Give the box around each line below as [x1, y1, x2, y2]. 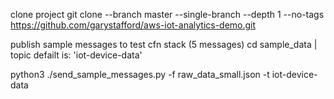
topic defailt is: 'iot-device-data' [10, 49, 143, 61]
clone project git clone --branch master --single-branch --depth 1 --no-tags [10, 9, 325, 20]
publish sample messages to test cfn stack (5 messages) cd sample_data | [10, 39, 318, 50]
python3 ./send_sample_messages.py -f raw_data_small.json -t [10, 69, 270, 80]
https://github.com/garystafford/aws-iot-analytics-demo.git [10, 19, 257, 31]
